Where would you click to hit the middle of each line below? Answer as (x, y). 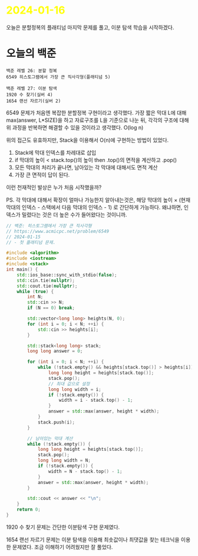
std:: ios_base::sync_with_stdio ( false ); (67, 275)
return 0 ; (29, 510)
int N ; (35, 297)
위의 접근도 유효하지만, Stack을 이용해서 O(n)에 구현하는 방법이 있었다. (88, 140)
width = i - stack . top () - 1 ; (96, 400)
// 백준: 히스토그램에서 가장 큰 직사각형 (49, 226)
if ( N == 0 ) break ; (51, 308)
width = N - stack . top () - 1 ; (85, 471)
